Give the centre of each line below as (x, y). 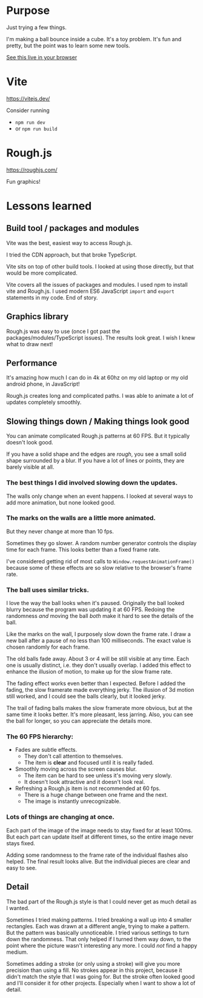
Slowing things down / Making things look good (98, 421)
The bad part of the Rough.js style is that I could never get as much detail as (101, 902)
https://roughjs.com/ (32, 170)
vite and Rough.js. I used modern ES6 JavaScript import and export (90, 291)
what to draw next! (30, 344)
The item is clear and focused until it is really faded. (89, 763)
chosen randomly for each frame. (48, 647)
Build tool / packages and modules (73, 228)
